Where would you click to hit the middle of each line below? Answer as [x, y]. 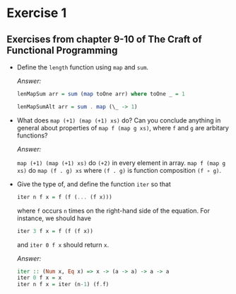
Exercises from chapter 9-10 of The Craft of [104, 39]
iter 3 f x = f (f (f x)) [55, 231]
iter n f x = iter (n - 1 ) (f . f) [63, 285]
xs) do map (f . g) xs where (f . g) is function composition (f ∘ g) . [119, 170]
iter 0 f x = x [39, 278]
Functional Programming [62, 50]
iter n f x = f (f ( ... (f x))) [64, 197]
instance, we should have [54, 218]
